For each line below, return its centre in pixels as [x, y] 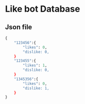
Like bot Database [42, 9]
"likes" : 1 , [35, 65]
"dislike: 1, [36, 88]
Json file [19, 27]
